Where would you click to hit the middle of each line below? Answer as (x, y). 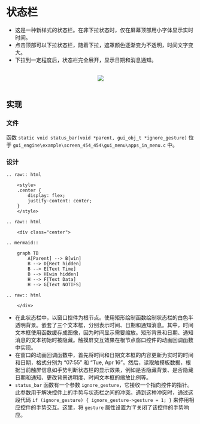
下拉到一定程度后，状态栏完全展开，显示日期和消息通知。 (86, 60)
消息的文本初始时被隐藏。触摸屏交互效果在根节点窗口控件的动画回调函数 (104, 340)
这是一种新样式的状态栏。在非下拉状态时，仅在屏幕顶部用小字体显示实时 (104, 30)
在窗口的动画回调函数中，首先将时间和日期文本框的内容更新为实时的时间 (104, 355)
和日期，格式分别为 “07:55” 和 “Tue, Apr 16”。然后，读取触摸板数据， (100, 362)
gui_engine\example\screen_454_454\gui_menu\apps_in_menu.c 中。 (95, 145)
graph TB (28, 253)
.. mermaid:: (22, 243)
